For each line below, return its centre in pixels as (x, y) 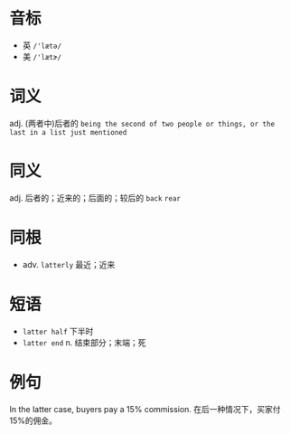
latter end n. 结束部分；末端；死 (84, 342)
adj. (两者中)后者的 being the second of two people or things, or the (142, 123)
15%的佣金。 (33, 420)
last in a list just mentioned (68, 132)
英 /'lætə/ (42, 45)
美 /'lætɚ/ (42, 56)
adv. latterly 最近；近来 (69, 264)
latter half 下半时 (58, 331)
